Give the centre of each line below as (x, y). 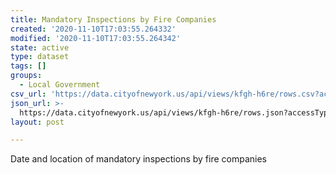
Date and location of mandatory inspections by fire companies (138, 159)
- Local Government (60, 85)
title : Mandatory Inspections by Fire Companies (113, 19)
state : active (40, 47)
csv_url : (28, 94)
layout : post (37, 122)
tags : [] (28, 66)
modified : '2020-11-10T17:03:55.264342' (96, 38)
